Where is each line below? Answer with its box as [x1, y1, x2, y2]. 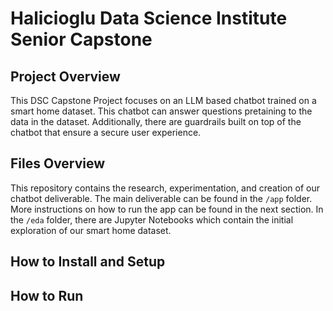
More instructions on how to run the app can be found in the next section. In [10, 203, 324, 215]
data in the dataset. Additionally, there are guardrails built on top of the [10, 116, 302, 127]
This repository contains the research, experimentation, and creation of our [10, 182, 320, 194]
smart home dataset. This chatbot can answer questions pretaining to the [10, 105, 313, 117]
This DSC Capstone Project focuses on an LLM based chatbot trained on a [10, 95, 317, 106]
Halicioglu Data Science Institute [10, 7, 288, 30]
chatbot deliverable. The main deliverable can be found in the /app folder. [10, 192, 313, 204]
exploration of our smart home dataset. [10, 224, 172, 236]
